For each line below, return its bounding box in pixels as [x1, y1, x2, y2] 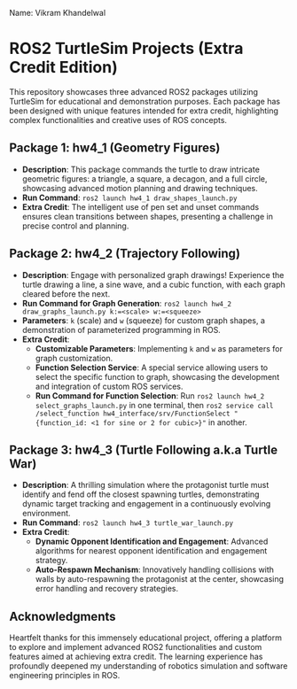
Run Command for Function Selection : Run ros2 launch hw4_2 [35, 390, 265, 401]
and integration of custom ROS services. [35, 381, 184, 391]
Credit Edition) [9, 58, 118, 78]
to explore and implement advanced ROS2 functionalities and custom [9, 642, 262, 653]
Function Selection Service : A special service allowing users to [35, 362, 269, 373]
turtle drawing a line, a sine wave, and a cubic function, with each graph [21, 279, 285, 290]
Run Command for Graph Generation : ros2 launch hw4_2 [21, 298, 232, 308]
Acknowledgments [9, 608, 117, 623]
